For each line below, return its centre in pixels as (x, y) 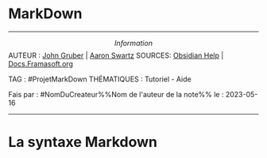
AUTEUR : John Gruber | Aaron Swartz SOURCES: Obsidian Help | (116, 55)
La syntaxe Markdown (83, 142)
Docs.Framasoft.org (41, 63)
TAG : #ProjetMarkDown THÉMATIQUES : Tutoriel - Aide (100, 79)
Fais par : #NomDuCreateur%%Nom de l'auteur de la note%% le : (116, 94)
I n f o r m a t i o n (133, 43)
